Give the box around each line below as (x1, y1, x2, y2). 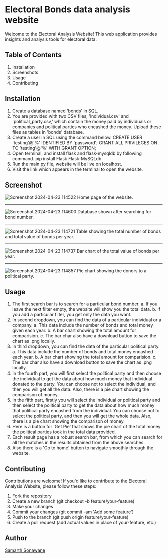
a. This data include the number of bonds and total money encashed (12, 349, 153, 355)
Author (5, 534, 27, 542)
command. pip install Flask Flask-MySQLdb (12, 155, 102, 161)
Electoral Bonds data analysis (5, 4, 131, 15)
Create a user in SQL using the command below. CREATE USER (12, 134, 143, 140)
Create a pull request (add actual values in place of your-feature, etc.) (12, 520, 156, 525)
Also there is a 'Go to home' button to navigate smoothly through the (12, 445, 154, 451)
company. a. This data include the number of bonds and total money (12, 322, 153, 328)
